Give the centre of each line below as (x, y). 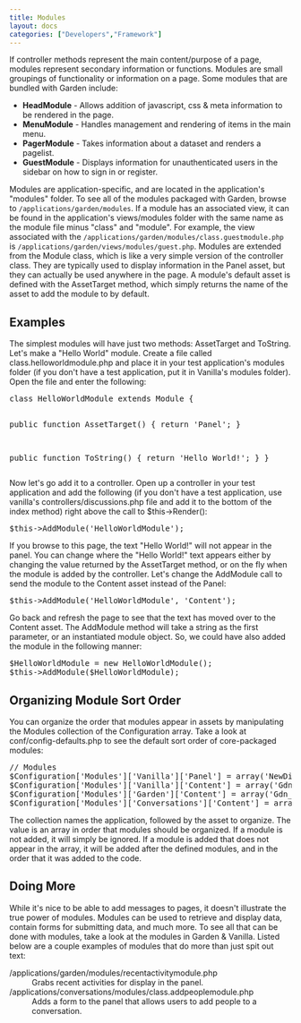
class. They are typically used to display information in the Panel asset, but (147, 266)
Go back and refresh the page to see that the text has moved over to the (142, 618)
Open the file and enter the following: (78, 382)
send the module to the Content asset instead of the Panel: (118, 584)
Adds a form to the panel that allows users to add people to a (144, 1001)
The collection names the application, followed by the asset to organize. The (150, 820)
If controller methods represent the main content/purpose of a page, (135, 60)
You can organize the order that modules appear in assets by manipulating (146, 722)
